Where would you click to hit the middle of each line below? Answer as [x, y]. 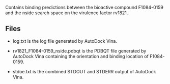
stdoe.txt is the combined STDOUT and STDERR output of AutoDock [84, 71]
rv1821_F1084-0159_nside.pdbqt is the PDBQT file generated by [79, 51]
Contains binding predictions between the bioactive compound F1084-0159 [84, 7]
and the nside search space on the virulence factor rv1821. [67, 13]
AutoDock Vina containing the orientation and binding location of [81, 56]
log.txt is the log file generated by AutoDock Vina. [65, 41]
